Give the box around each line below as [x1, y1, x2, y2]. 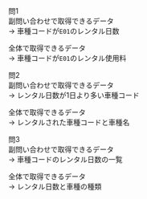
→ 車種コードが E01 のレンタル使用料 [8, 54, 127, 63]
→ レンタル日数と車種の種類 [8, 182, 102, 191]
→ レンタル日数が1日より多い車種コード [8, 91, 140, 99]
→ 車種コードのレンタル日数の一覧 [8, 155, 123, 164]
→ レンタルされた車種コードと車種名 [8, 118, 130, 127]
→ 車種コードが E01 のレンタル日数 [8, 26, 120, 35]
